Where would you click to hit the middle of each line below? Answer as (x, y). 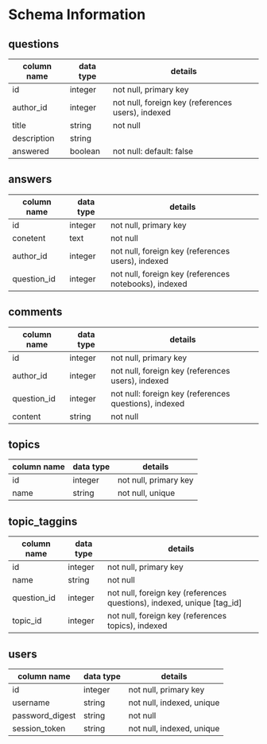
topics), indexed (137, 626)
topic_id (27, 621)
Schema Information (77, 15)
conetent (29, 238)
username (31, 703)
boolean (85, 151)
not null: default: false (153, 151)
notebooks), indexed (149, 284)
